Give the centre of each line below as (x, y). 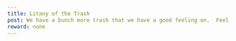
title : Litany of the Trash (49, 14)
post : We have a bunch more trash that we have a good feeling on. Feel (118, 20)
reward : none (26, 26)
